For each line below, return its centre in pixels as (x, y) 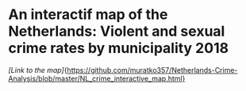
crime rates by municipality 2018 (118, 48)
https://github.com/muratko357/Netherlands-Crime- (152, 70)
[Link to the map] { (38, 70)
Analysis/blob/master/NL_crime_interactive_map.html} (97, 78)
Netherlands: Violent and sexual (117, 31)
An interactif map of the (88, 15)
